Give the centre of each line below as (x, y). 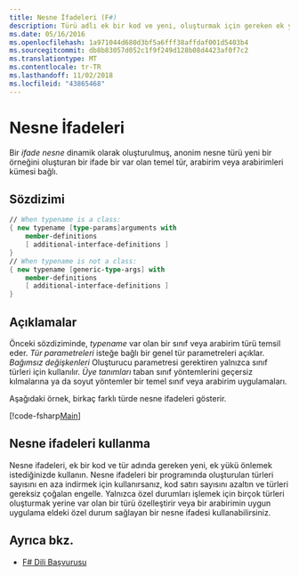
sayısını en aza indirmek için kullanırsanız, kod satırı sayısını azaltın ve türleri (149, 484)
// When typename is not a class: (73, 261)
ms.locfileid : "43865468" (57, 84)
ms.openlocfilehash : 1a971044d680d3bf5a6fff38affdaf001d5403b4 (129, 42)
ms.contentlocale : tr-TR (55, 68)
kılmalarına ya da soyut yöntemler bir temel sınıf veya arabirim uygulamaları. (148, 381)
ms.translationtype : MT (53, 59)
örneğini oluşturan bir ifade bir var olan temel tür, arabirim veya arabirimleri (146, 162)
